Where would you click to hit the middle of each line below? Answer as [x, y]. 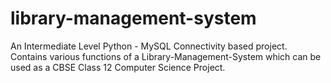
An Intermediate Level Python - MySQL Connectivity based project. [149, 46]
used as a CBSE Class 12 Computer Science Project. [118, 67]
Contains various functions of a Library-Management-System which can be [166, 56]
